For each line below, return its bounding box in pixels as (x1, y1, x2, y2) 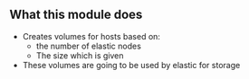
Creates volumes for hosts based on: (22, 31, 161, 41)
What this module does (9, 7, 143, 22)
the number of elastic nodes (35, 40, 142, 51)
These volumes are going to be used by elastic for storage (22, 59, 241, 70)
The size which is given (35, 49, 124, 61)
